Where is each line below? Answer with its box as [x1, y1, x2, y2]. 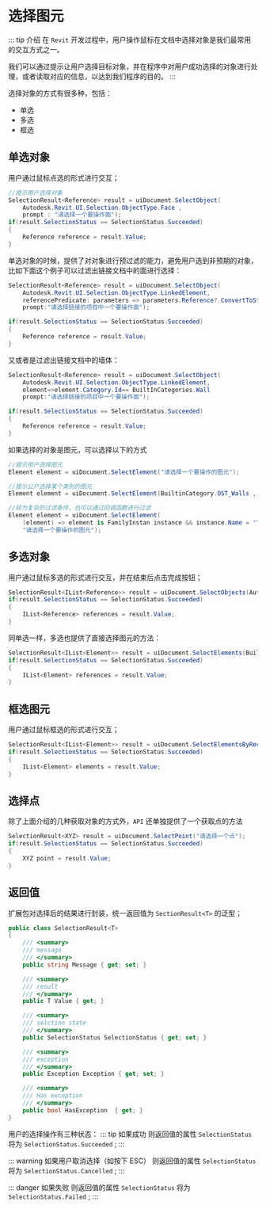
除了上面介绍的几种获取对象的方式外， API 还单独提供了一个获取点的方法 [8, 817, 243, 826]
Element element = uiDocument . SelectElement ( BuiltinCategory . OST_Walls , [8, 490, 257, 498]
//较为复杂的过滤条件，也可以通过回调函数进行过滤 [8, 504, 151, 512]
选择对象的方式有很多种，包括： [8, 88, 112, 97]
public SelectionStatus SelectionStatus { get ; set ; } [22, 1033, 207, 1042]
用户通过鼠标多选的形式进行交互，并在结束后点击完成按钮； [8, 572, 203, 582]
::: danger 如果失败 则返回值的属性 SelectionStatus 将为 [8, 1182, 191, 1192]
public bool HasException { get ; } [22, 1106, 144, 1114]
